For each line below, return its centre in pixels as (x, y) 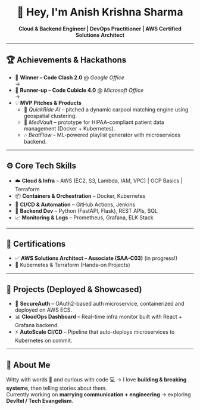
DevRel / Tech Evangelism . (40, 401)
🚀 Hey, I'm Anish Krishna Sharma (100, 12)
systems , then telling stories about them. (57, 388)
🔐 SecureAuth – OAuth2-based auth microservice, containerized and (99, 304)
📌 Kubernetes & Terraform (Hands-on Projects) (72, 265)
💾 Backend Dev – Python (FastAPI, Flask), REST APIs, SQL (86, 210)
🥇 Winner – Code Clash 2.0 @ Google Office (70, 77)
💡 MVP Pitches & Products (48, 102)
